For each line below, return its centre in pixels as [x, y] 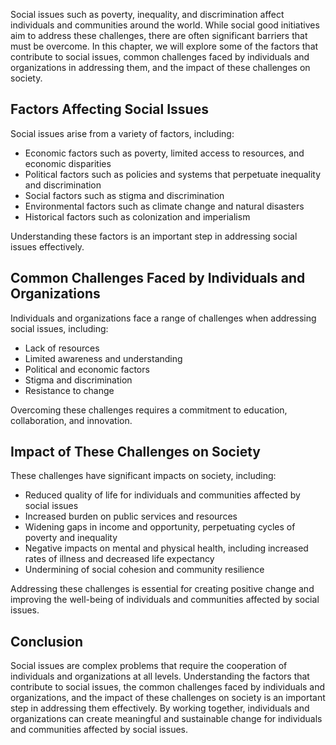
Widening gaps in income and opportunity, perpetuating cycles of [160, 527]
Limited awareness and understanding [103, 358]
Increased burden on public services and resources [131, 516]
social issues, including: [59, 328]
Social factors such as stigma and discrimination [124, 195]
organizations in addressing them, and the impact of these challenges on [160, 67]
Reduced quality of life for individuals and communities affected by [162, 495]
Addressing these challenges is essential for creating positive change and [162, 589]
